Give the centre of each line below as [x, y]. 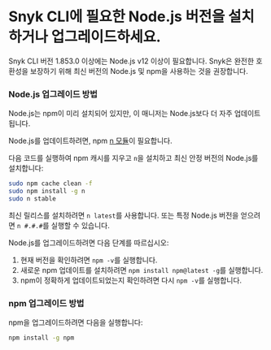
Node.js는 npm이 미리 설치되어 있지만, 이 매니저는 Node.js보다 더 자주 [121, 114]
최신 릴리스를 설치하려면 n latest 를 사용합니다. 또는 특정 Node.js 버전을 [124, 215]
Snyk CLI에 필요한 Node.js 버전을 [117, 17]
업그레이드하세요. [106, 37]
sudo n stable [33, 199]
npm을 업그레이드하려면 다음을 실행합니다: [76, 322]
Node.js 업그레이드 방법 [53, 94]
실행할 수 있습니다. [80, 225]
